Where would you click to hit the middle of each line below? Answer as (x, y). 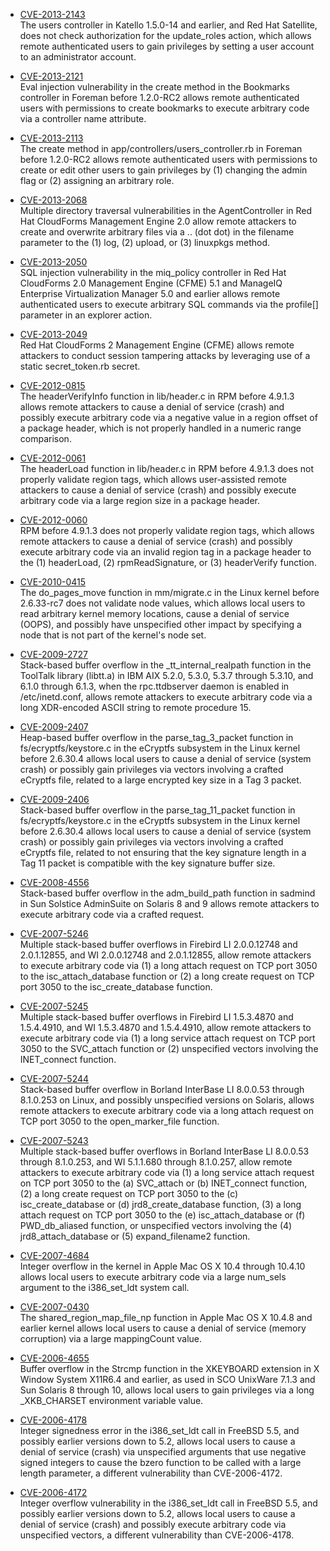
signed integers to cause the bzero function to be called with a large (160, 1462)
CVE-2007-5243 (54, 1140)
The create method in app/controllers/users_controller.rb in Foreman (161, 148)
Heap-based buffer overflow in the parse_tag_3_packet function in (156, 737)
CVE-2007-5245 (54, 1006)
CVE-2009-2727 (53, 654)
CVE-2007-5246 (54, 933)
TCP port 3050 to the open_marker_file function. (119, 1121)
